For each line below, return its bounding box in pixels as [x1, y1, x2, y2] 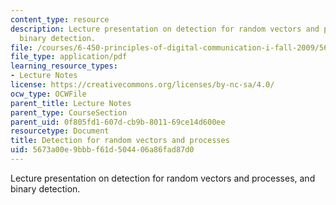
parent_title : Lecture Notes [10, 98, 132, 108]
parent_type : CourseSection [10, 107, 128, 118]
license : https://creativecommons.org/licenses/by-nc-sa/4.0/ [10, 80, 275, 90]
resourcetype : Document [10, 126, 110, 136]
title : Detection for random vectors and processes [10, 136, 230, 146]
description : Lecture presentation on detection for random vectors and [10, 24, 320, 34]
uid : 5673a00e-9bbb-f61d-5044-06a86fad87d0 [10, 145, 195, 155]
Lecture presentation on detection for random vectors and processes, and [10, 172, 316, 184]
